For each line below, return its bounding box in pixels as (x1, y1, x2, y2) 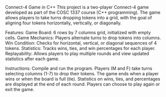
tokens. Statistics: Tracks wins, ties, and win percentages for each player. (5, 46, 156, 51)
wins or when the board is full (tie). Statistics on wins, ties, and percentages (5, 76, 161, 82)
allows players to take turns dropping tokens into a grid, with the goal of (5, 15, 153, 20)
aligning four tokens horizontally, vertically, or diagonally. (5, 20, 122, 26)
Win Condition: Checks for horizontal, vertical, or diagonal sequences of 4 (5, 40, 157, 46)
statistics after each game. (5, 56, 60, 61)
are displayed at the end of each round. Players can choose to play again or (5, 81, 160, 87)
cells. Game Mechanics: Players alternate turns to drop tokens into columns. (5, 35, 162, 41)
